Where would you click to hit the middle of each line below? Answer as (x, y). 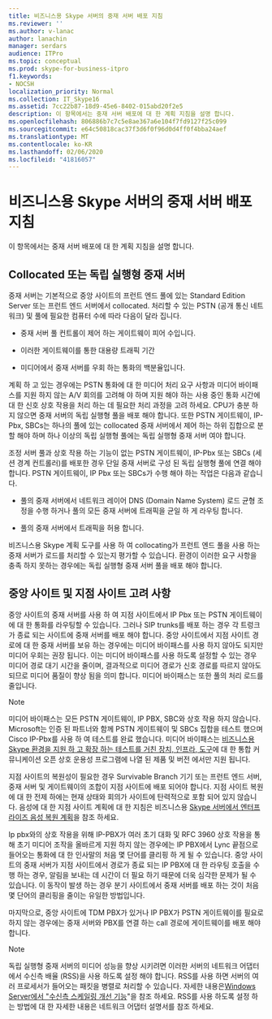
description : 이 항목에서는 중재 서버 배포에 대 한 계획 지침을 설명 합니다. (122, 114)
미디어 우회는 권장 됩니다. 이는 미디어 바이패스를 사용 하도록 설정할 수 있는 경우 (133, 655)
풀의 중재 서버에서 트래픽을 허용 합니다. (82, 528)
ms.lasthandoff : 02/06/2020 (56, 152)
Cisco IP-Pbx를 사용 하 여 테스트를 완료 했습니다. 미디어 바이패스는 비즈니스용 (132, 739)
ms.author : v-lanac (41, 31)
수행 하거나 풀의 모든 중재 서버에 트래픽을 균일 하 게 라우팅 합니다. (139, 511)
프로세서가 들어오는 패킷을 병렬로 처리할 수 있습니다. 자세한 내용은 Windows (136, 986)
